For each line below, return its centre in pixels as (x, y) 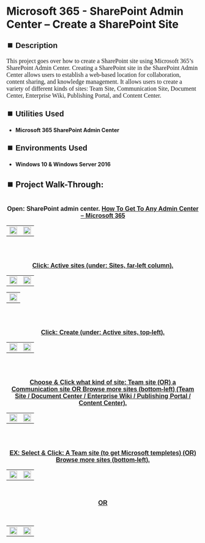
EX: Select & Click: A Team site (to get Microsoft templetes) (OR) (103, 453)
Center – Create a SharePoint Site (92, 24)
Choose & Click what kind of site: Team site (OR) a (103, 382)
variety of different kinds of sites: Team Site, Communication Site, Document (101, 89)
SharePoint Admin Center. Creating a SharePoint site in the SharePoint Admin (102, 68)
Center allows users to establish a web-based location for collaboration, (94, 75)
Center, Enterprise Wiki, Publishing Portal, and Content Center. (84, 96)
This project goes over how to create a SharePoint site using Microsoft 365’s (100, 61)
